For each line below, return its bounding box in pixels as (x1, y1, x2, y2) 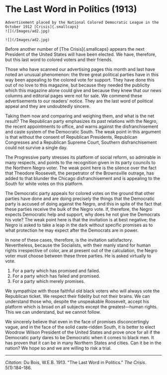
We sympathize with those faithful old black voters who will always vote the (5, 287, 160, 294)
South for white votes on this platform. (5, 181, 83, 187)
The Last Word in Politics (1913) (5, 3, 137, 15)
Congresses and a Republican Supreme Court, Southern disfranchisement (5, 139, 157, 145)
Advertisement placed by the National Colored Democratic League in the (5, 20, 159, 25)
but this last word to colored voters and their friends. (5, 56, 113, 63)
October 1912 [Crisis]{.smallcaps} (5, 24, 79, 29)
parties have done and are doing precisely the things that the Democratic (5, 195, 155, 201)
